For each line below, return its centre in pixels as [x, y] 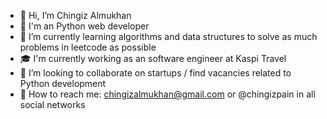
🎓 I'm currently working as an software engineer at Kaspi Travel [153, 58]
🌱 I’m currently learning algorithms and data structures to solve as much [168, 36]
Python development [63, 83]
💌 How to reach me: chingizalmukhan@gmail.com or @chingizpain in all [167, 94]
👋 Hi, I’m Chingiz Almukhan [75, 15]
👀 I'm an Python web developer [84, 26]
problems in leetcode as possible [88, 47]
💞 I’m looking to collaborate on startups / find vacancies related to [155, 73]
